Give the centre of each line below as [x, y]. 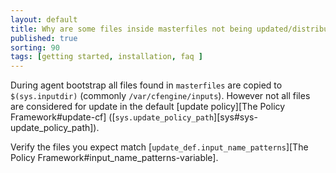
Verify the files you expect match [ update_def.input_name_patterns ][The [159, 147]
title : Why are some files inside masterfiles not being [131, 29]
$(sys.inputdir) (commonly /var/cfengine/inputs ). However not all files [160, 96]
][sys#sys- [235, 117]
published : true [44, 38]
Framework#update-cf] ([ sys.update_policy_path [112, 117]
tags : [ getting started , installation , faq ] [106, 57]
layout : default [44, 19]
